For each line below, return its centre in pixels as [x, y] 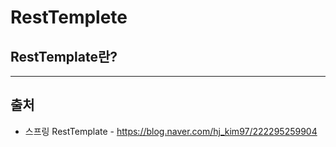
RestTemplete [69, 17]
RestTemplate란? [64, 56]
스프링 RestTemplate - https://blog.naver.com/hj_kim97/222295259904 [171, 131]
